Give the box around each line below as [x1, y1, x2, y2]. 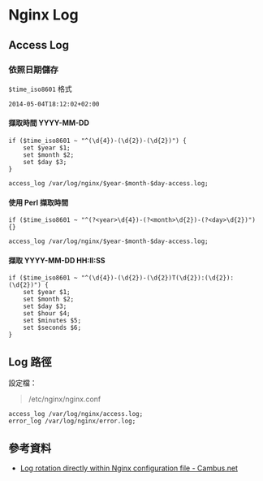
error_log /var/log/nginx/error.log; [8, 417, 136, 426]
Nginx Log [8, 6, 79, 24]
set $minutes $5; [23, 317, 82, 325]
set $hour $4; [23, 310, 71, 318]
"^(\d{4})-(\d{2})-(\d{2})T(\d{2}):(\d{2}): [80, 274, 234, 282]
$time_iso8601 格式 [8, 84, 73, 93]
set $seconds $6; [23, 323, 82, 332]
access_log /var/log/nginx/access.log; [8, 410, 144, 418]
